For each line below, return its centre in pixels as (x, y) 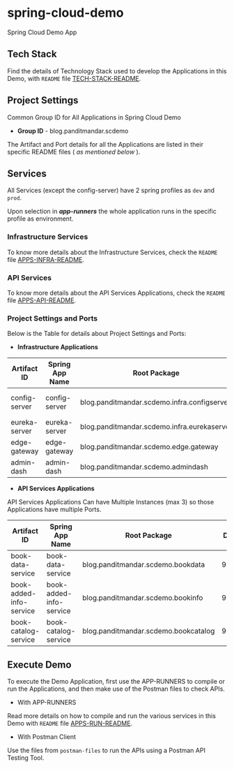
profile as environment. (40, 219)
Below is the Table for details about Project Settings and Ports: (97, 334)
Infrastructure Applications (58, 347)
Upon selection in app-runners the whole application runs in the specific (112, 212)
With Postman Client (47, 737)
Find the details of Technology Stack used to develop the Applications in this (117, 71)
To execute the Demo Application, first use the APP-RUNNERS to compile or (116, 682)
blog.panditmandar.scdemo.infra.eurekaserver (156, 427)
